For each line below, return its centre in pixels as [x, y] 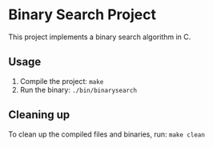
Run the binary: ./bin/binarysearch [78, 89]
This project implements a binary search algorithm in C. [100, 37]
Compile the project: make [62, 81]
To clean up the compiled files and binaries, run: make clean [107, 134]
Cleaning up [39, 115]
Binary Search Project [82, 15]
